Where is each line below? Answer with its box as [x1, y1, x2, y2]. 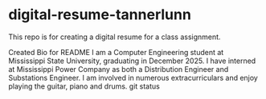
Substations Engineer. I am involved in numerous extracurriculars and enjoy [8, 73, 259, 82]
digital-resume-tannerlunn [8, 6, 191, 24]
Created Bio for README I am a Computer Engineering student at [8, 47, 224, 57]
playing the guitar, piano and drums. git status [8, 81, 161, 91]
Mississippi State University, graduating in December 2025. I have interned [8, 56, 256, 65]
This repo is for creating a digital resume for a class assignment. [8, 32, 221, 42]
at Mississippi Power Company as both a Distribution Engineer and [8, 64, 229, 73]
